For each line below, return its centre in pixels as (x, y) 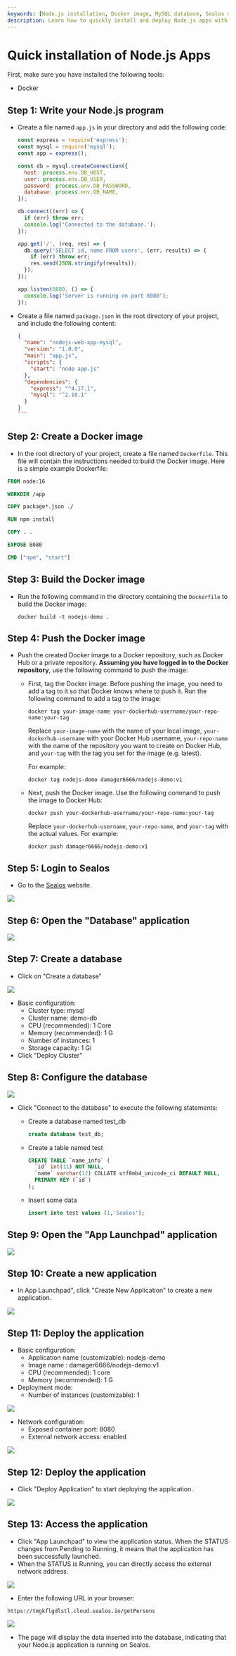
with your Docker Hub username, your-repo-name (157, 738)
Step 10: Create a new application (82, 1273)
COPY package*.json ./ (40, 507)
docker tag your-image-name (69, 712)
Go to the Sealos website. (54, 885)
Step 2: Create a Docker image (75, 437)
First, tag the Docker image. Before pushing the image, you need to (125, 684)
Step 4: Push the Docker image (76, 639)
